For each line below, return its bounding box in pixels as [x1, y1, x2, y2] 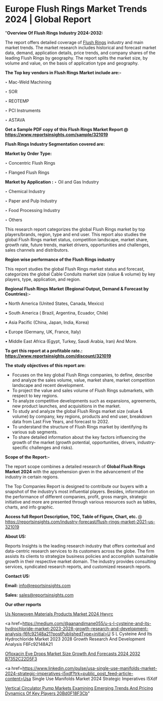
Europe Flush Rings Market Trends [5, 3, 147, 15]
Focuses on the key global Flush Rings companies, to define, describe [12, 372, 153, 378]
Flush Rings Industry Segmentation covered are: [5, 141, 105, 147]
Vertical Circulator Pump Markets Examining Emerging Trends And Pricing [5, 685, 153, 691]
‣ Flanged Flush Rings [5, 170, 50, 175]
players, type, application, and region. [5, 276, 81, 282]
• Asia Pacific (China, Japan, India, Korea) [5, 319, 89, 325]
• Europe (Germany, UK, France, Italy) [5, 329, 81, 335]
